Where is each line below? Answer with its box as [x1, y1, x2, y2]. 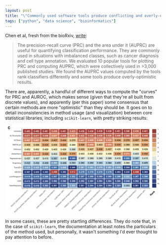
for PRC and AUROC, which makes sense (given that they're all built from [5, 94, 154, 100]
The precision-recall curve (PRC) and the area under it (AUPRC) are [17, 42, 155, 48]
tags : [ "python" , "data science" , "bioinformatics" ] [5, 18, 116, 23]
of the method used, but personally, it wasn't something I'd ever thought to [5, 229, 158, 235]
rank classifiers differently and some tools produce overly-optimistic [17, 74, 157, 80]
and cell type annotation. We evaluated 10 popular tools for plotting [17, 58, 154, 64]
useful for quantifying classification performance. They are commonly [17, 48, 160, 54]
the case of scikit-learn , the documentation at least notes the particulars [5, 224, 156, 230]
